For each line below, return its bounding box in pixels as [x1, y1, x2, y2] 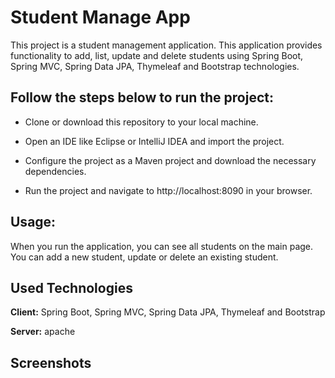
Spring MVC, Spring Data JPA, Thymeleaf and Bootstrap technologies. [10, 60, 300, 72]
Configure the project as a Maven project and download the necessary [24, 154, 317, 166]
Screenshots [10, 354, 92, 371]
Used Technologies [10, 279, 133, 296]
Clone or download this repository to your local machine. [24, 116, 259, 128]
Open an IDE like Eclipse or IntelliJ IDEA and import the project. [24, 135, 285, 147]
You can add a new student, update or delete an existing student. [10, 251, 279, 263]
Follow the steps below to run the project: [10, 89, 275, 106]
